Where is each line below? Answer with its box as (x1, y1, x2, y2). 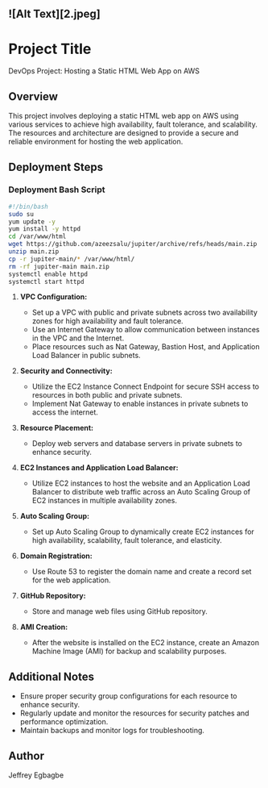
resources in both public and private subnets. (31, 390, 183, 400)
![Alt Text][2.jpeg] (8, 7, 101, 21)
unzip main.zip (8, 248, 60, 256)
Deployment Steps (8, 160, 103, 173)
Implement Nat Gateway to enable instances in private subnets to (31, 399, 249, 409)
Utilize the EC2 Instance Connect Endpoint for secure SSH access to (31, 381, 260, 391)
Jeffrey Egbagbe (8, 770, 64, 780)
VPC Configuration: (19, 292, 88, 302)
